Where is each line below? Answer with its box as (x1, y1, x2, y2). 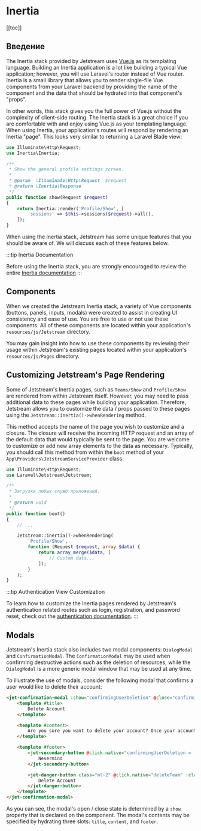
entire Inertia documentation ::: (6, 269, 83, 276)
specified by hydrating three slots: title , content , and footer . (6, 818, 159, 825)
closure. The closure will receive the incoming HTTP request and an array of (6, 429, 194, 437)
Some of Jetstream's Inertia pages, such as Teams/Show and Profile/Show (6, 385, 187, 393)
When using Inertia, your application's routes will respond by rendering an (6, 126, 188, 133)
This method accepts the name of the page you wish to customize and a (6, 423, 184, 430)
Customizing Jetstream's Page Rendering (6, 370, 165, 380)
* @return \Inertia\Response (8, 183, 82, 189)
